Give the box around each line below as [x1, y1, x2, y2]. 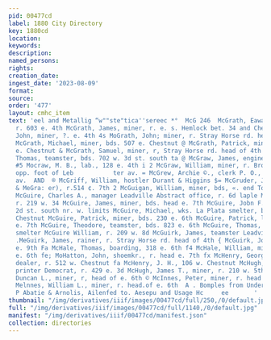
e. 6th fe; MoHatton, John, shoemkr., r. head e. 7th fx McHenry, [15, 251, 244, 259]
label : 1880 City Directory [8, 19, 103, 27]
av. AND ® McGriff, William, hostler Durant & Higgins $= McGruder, [15, 176, 258, 185]
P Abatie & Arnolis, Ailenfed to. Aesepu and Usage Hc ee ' [15, 289, 258, 297]
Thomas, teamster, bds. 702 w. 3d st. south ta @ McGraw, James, [15, 154, 240, 162]
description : [8, 49, 52, 57]
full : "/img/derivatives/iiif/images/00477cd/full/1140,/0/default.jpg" [8, 304, 258, 312]
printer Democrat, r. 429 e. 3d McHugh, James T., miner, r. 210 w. [15, 267, 251, 275]
